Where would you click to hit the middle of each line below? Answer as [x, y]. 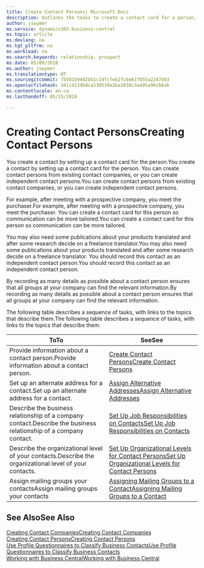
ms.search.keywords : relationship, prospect [63, 57]
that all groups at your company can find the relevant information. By [92, 287]
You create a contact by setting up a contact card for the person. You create [101, 162]
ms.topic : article [29, 35]
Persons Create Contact [142, 361]
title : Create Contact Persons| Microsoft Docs [68, 12]
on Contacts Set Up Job [142, 423]
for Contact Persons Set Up [147, 456]
